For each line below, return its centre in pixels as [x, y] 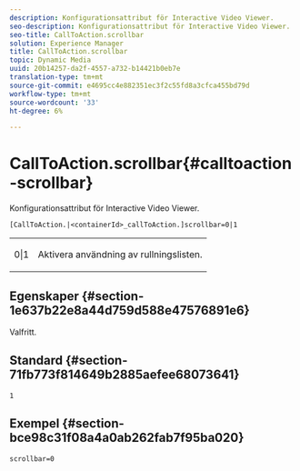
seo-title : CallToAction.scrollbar [77, 35]
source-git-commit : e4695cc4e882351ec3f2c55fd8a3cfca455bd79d [130, 85]
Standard [36, 361]
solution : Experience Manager [67, 43]
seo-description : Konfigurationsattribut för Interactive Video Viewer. [150, 26]
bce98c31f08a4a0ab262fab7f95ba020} [127, 438]
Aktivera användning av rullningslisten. [120, 255]
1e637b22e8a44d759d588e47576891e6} [130, 310]
